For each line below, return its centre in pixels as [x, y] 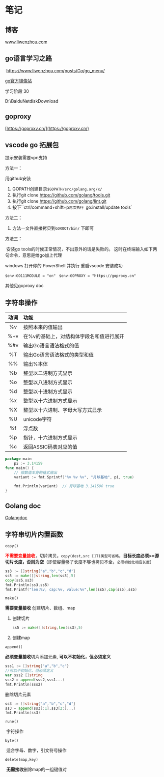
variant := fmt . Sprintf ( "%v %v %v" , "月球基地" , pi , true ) [74, 477]
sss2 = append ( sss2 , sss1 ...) [35, 680]
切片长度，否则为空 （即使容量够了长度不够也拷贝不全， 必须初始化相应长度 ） [80, 562]
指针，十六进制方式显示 [50, 438]
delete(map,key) [22, 760]
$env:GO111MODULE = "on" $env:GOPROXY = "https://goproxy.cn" [71, 276]
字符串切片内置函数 [34, 534]
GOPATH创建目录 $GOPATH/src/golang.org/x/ [57, 189]
